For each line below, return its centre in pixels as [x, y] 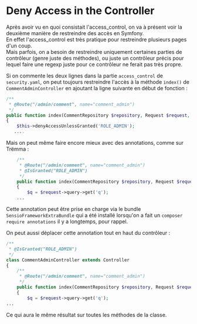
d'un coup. [19, 46]
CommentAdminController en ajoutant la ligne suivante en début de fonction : [97, 88]
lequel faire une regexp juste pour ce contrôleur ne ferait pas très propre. [94, 64]
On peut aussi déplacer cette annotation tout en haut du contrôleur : [88, 233]
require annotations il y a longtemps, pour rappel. [67, 221]
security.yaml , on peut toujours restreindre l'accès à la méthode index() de [98, 82]
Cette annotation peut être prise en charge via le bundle [74, 209]
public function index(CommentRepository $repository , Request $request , [98, 115]
